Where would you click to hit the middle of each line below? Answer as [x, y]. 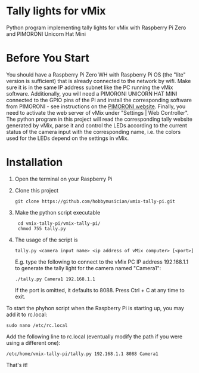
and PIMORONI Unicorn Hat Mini [46, 33]
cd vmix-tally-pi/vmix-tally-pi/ [59, 223]
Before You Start [48, 58]
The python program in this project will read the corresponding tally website [99, 119]
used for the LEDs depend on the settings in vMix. [68, 138]
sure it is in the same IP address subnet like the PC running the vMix [90, 87]
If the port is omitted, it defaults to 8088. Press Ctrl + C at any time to [99, 290]
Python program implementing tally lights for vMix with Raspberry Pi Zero [96, 27]
